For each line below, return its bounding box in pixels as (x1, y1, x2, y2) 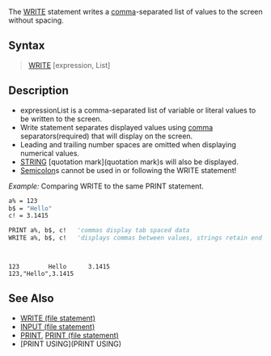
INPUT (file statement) (19, 321, 95, 331)
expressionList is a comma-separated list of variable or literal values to (19, 105, 256, 115)
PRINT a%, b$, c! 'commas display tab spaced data (8, 227, 190, 235)
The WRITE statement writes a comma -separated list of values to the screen (8, 7, 263, 16)
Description (8, 84, 69, 98)
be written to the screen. (19, 113, 103, 124)
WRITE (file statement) (19, 313, 95, 323)
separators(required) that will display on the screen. (19, 131, 193, 141)
